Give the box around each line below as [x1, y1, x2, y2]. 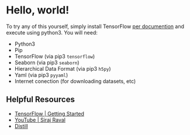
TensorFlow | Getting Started [14, 110, 85, 117]
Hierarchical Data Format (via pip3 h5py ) [14, 65, 111, 72]
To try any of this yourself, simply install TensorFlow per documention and [6, 23, 185, 30]
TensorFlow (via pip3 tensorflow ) [14, 53, 95, 60]
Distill [14, 122, 28, 129]
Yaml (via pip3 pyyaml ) [14, 71, 68, 78]
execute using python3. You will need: [6, 29, 98, 36]
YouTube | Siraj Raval [14, 116, 66, 123]
